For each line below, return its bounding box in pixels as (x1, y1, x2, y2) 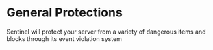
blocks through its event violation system (6, 34, 123, 42)
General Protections (6, 5, 123, 21)
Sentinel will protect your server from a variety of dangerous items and (6, 27, 206, 36)
